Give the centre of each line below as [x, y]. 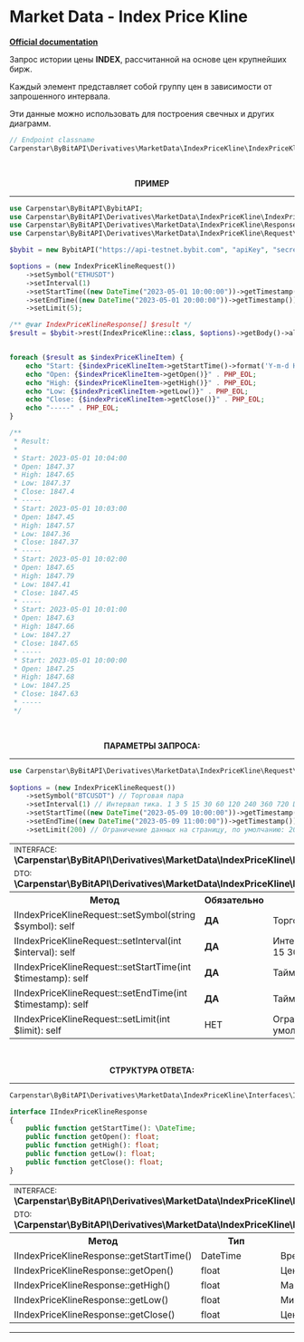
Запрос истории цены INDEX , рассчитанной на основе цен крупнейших [148, 59]
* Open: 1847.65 [44, 568]
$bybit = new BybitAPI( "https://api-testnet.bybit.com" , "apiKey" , [139, 250]
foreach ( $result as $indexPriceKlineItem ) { [96, 358]
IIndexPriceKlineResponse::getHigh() [92, 1285]
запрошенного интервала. [60, 96]
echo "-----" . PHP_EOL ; [72, 408]
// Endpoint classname [52, 140]
